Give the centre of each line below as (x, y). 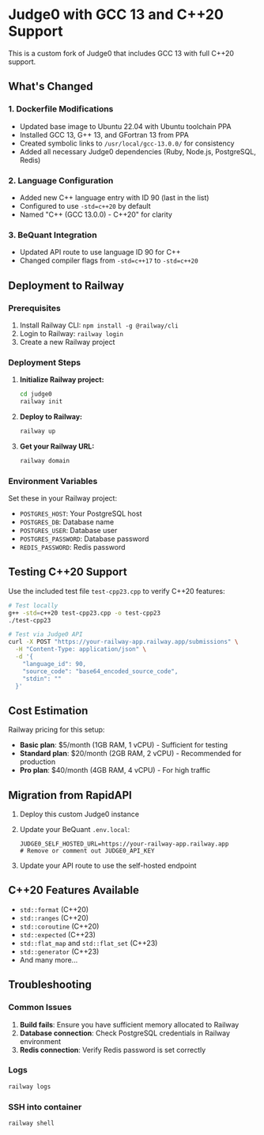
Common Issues (40, 1008)
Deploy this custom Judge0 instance (79, 814)
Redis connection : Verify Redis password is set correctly (113, 1050)
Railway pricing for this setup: (57, 730)
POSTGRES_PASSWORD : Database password (84, 539)
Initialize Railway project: (62, 380)
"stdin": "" (42, 679)
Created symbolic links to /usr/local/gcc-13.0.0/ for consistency (127, 143)
